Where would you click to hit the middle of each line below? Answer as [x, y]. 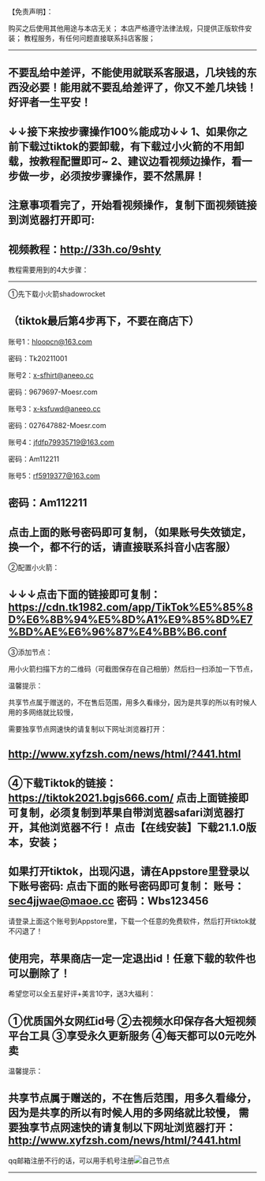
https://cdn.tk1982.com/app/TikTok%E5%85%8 [131, 607]
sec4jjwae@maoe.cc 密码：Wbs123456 [108, 901]
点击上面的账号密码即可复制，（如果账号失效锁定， [130, 532]
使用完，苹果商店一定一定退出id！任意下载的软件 [127, 958]
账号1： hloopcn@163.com [50, 341]
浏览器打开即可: [57, 220]
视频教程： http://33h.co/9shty [85, 250]
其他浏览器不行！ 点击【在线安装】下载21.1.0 [137, 827]
